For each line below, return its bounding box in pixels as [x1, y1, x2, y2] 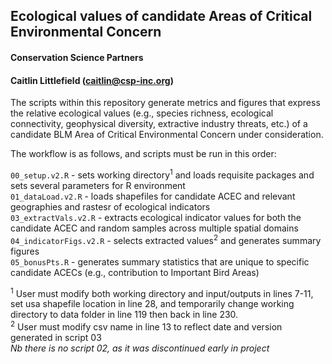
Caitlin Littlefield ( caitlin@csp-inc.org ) [10, 74, 174, 86]
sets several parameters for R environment [10, 179, 186, 191]
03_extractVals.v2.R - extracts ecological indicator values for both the [10, 211, 302, 223]
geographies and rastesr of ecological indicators [10, 200, 211, 213]
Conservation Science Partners [10, 51, 144, 63]
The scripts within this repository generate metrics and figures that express [10, 97, 321, 109]
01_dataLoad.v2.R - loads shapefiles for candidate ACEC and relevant [10, 190, 296, 202]
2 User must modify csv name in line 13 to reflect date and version [10, 319, 283, 333]
